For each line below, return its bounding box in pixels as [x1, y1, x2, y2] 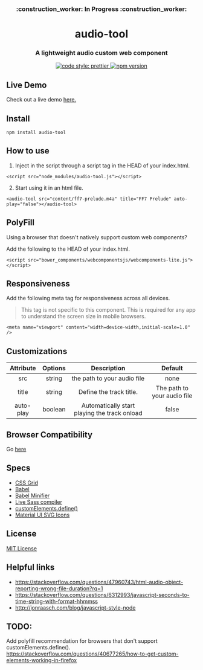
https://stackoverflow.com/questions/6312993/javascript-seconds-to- [14, 591, 190, 598]
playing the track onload [73, 409, 143, 417]
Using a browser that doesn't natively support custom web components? [6, 233, 187, 240]
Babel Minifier [14, 492, 50, 499]
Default [161, 364, 183, 373]
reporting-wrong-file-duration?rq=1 [14, 585, 103, 592]
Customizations [6, 346, 68, 356]
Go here [6, 446, 27, 453]
